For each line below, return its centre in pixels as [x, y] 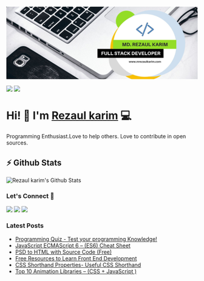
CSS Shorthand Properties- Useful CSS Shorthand [78, 265]
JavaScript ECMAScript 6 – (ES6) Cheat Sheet [73, 245]
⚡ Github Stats [34, 162]
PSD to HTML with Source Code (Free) [63, 252]
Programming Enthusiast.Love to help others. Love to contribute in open [96, 137]
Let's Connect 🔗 [30, 196]
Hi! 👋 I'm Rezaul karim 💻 [69, 115]
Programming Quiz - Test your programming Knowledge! [86, 239]
